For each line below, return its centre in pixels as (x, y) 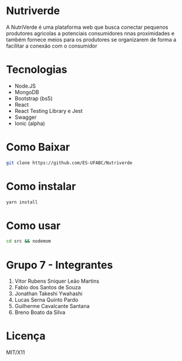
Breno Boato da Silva (40, 312)
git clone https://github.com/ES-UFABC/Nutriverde (69, 163)
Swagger (26, 117)
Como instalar (41, 186)
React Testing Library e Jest (49, 111)
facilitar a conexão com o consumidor (52, 46)
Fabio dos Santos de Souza (48, 288)
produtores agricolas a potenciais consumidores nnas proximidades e (90, 33)
